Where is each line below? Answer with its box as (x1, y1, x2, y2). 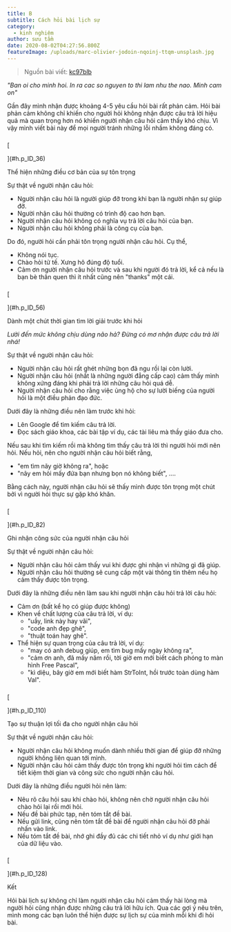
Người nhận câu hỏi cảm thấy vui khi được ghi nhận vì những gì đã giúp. (17, 560, 221, 569)
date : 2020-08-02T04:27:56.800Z (7, 42, 100, 49)
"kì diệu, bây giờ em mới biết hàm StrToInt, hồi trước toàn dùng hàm (27, 668, 219, 676)
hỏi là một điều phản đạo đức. (17, 393, 102, 401)
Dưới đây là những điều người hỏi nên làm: (7, 781, 127, 790)
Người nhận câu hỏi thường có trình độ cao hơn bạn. (17, 209, 165, 218)
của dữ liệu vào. (17, 839, 63, 847)
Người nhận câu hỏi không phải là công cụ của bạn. (17, 224, 164, 232)
